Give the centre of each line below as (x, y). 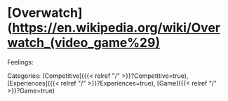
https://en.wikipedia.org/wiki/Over (116, 28)
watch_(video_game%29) (83, 43)
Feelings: (20, 62)
